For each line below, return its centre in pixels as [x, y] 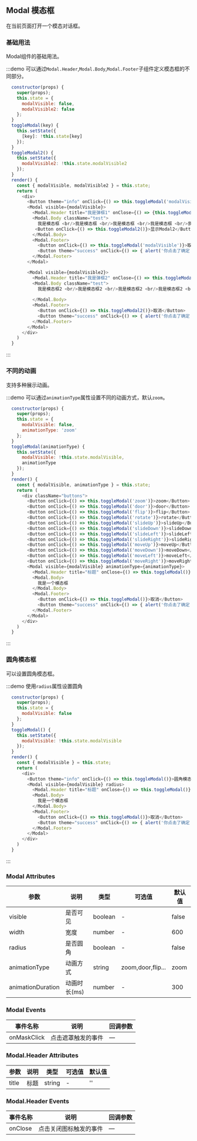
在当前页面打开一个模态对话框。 [45, 26]
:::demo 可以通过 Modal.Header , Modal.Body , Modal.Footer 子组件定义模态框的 [95, 69]
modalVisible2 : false [48, 109]
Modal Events [26, 1010]
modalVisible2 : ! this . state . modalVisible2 [74, 164]
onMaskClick [27, 1037]
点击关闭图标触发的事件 [71, 1129]
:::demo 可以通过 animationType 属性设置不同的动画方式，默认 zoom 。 [87, 397]
